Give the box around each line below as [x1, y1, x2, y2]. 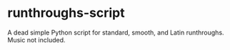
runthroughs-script [7, 5, 125, 21]
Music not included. [7, 35, 66, 44]
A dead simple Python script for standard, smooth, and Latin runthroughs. [7, 28, 224, 37]
